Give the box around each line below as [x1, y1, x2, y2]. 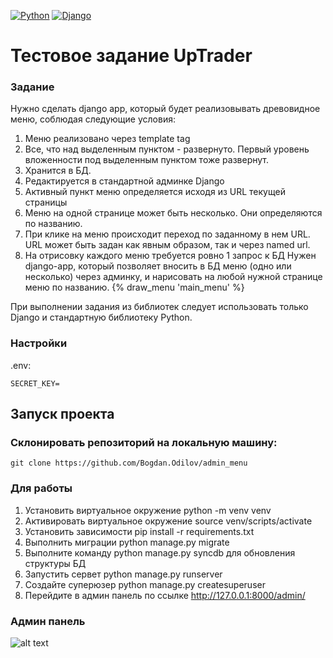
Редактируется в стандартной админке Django [24, 175, 225, 187]
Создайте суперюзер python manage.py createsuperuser [24, 578, 266, 590]
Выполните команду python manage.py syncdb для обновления [24, 546, 296, 559]
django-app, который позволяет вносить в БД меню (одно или [24, 260, 292, 272]
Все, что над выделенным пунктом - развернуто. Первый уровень [24, 143, 310, 155]
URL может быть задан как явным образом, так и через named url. [24, 239, 311, 251]
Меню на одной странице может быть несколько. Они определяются [24, 207, 323, 219]
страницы [24, 196, 68, 209]
